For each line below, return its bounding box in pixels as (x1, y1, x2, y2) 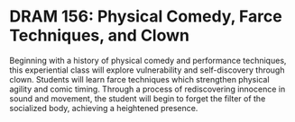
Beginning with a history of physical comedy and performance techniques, (9, 55, 287, 65)
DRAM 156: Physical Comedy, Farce (9, 6, 282, 27)
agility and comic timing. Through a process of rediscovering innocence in (9, 83, 286, 94)
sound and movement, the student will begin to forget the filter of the (9, 92, 266, 104)
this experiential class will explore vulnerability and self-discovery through (9, 65, 285, 75)
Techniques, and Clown (9, 25, 189, 46)
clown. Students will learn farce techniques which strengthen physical (9, 74, 270, 84)
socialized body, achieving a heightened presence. (9, 102, 198, 113)
